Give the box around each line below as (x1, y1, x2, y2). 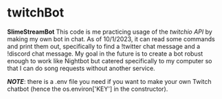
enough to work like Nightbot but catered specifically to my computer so (7, 56, 212, 65)
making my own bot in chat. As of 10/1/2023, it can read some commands (7, 34, 215, 43)
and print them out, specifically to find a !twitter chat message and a (7, 42, 201, 50)
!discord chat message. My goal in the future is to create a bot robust (7, 49, 203, 58)
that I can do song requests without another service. (7, 64, 156, 72)
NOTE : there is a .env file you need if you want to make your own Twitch (7, 77, 212, 85)
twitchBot (7, 5, 65, 21)
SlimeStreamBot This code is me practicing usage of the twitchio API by (7, 27, 213, 36)
